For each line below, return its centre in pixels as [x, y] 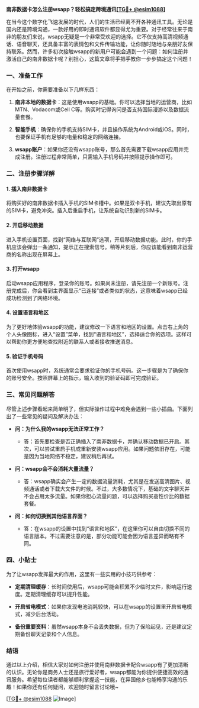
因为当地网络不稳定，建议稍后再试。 [73, 456]
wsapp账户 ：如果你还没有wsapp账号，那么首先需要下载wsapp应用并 [99, 150]
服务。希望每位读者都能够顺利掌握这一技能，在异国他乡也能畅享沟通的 [97, 680]
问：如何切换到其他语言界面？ [51, 516]
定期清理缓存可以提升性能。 [59, 594]
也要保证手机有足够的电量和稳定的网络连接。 [69, 137]
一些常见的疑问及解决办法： [50, 416]
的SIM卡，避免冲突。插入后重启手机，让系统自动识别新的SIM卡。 [86, 211]
